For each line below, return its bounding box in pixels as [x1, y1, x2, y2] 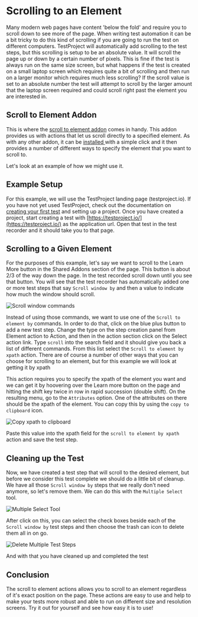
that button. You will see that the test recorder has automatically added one [6, 278, 189, 285]
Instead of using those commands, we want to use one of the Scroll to [6, 314, 181, 321]
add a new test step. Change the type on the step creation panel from [6, 327, 176, 334]
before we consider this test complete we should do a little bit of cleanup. [6, 475, 185, 483]
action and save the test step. [6, 436, 78, 443]
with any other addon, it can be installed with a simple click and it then [6, 138, 177, 146]
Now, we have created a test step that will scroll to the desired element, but [6, 469, 189, 476]
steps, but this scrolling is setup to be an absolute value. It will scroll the [6, 49, 181, 56]
